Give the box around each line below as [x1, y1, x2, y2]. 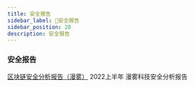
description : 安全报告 [7, 30, 70, 37]
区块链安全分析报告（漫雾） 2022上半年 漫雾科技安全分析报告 [7, 72, 188, 81]
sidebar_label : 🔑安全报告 [7, 17, 80, 24]
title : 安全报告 [7, 10, 51, 18]
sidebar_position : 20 [7, 23, 72, 30]
